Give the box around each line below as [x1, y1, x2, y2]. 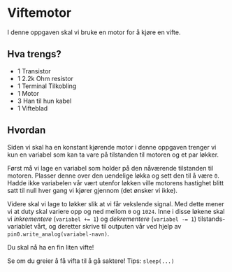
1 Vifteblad [17, 103, 48, 113]
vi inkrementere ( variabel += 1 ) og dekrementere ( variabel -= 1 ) [7, 215, 197, 223]
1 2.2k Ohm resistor [17, 74, 73, 83]
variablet [7, 222, 33, 230]
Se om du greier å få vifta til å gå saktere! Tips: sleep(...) [7, 257, 175, 265]
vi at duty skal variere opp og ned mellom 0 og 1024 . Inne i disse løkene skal [7, 207, 225, 215]
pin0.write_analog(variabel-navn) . [7, 229, 110, 238]
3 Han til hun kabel [17, 96, 72, 105]
